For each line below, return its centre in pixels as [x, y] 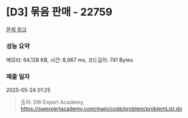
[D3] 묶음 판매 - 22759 [59, 12]
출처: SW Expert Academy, [52, 102]
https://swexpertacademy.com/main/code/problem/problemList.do [101, 109]
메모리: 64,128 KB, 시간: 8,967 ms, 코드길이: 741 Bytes [70, 60]
